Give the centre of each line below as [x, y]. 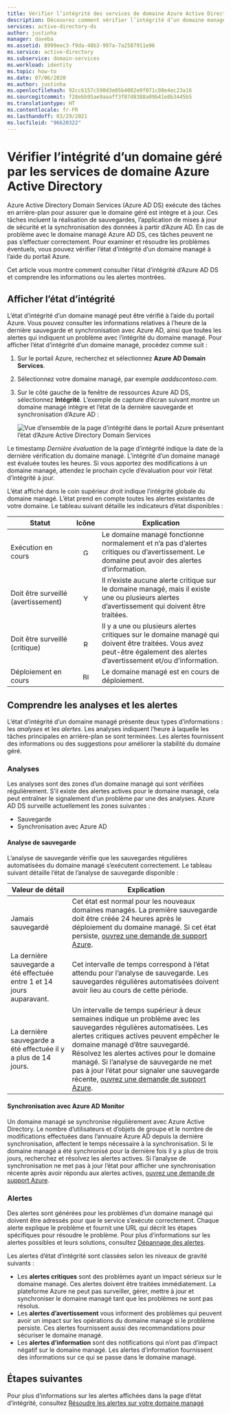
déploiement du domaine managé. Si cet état [144, 927]
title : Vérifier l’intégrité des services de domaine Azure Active [106, 13]
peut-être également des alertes [155, 652]
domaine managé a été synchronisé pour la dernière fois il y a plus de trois [113, 1151]
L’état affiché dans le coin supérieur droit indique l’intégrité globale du [106, 492]
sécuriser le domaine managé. [60, 1335]
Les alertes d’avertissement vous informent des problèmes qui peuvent [119, 1313]
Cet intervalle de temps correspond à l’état [141, 964]
